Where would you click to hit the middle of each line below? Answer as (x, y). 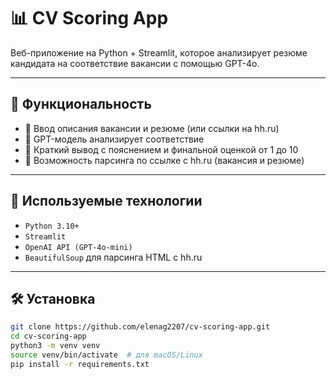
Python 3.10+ (52, 226)
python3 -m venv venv (55, 346)
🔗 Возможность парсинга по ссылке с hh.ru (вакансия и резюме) (164, 160)
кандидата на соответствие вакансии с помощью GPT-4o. (135, 63)
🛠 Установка (53, 298)
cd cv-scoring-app (48, 336)
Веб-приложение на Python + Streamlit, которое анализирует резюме (159, 52)
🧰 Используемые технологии (106, 201)
